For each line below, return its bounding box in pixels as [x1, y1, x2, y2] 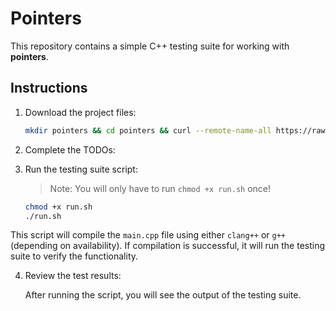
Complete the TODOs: [24, 143, 116, 156]
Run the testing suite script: [24, 163, 138, 175]
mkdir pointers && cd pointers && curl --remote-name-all [24, 125, 272, 136]
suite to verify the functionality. [10, 250, 139, 262]
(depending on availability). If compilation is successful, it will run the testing [10, 240, 326, 252]
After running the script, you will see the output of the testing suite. [24, 289, 302, 301]
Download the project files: [24, 106, 137, 118]
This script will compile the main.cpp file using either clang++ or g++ [10, 229, 287, 241]
